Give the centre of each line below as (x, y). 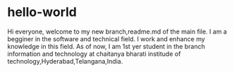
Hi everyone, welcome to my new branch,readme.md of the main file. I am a (117, 31)
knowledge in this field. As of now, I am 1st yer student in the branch (106, 46)
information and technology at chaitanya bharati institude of (94, 54)
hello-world (42, 12)
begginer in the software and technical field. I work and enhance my (106, 38)
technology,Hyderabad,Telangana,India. (65, 61)
